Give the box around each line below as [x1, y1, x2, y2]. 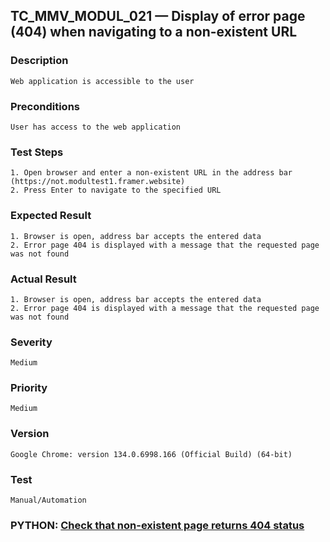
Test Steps [10, 145, 64, 159]
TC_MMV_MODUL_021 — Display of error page [10, 8, 306, 25]
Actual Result [10, 272, 77, 286]
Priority [10, 381, 48, 395]
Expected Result [10, 209, 92, 223]
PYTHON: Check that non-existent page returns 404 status [10, 518, 305, 532]
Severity [10, 335, 53, 349]
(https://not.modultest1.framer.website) [10, 177, 186, 187]
